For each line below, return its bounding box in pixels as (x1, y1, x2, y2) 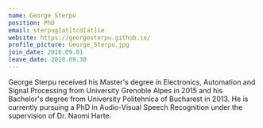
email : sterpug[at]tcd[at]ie (8, 26, 105, 34)
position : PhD (8, 19, 56, 27)
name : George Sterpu (8, 11, 77, 20)
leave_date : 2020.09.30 (8, 56, 87, 64)
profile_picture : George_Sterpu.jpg (8, 41, 130, 49)
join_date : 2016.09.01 (8, 48, 83, 56)
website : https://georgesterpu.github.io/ (8, 33, 151, 42)
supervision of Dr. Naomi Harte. (8, 111, 112, 120)
